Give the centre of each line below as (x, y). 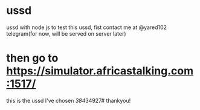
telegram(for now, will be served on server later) (66, 33)
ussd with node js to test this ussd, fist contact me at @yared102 (87, 27)
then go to (32, 58)
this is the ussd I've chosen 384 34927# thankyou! (69, 100)
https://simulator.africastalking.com (100, 71)
